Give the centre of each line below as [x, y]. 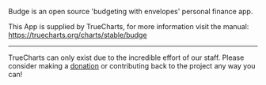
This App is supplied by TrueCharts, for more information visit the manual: [129, 26]
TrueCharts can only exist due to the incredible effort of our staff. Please [126, 57]
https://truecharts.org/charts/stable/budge [78, 35]
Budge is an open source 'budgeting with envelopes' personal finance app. [131, 11]
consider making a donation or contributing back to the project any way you [132, 66]
